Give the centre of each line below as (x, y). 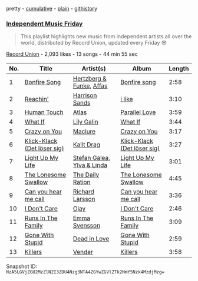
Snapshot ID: (22, 266)
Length (179, 69)
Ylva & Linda (90, 165)
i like (127, 99)
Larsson (84, 199)
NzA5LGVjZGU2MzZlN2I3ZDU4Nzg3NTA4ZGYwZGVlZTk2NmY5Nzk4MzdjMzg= (85, 272)
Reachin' (37, 99)
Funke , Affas (90, 86)
